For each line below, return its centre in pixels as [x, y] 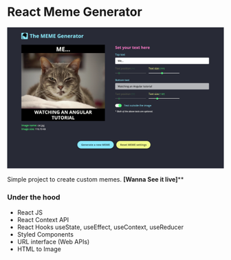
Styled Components [45, 234]
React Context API [43, 219]
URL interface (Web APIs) [53, 241]
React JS [30, 212]
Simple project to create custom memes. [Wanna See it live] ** [96, 180]
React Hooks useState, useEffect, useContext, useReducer [100, 227]
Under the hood [34, 197]
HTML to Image [39, 249]
